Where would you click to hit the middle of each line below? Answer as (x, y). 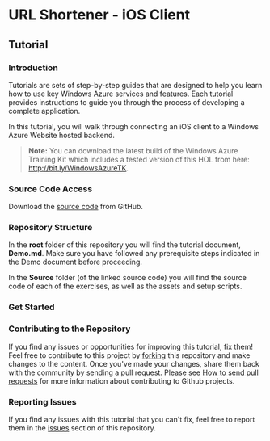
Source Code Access (51, 189)
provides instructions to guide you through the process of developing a (127, 102)
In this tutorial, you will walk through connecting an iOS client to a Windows (134, 126)
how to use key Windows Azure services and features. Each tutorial (121, 94)
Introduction (33, 68)
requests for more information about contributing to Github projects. (122, 380)
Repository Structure (51, 228)
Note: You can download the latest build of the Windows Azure (133, 150)
